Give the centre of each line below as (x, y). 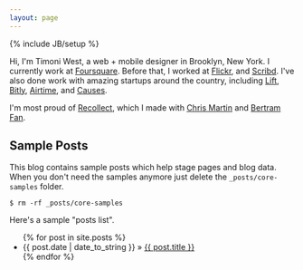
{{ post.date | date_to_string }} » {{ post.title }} (109, 247)
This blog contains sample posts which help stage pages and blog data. (143, 168)
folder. (52, 187)
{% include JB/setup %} (54, 43)
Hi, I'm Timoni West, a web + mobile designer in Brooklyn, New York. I (139, 61)
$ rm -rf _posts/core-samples (66, 203)
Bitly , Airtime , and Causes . (58, 90)
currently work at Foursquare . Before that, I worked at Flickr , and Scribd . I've (152, 71)
